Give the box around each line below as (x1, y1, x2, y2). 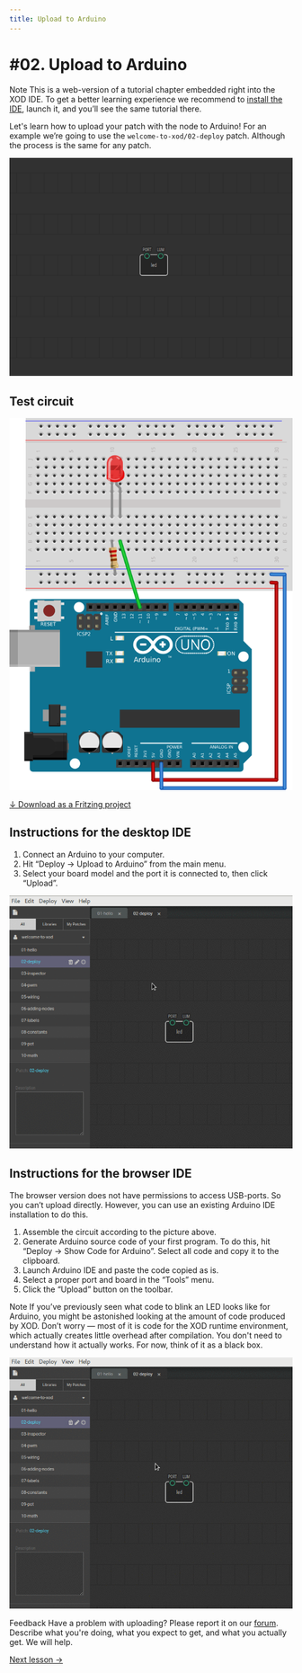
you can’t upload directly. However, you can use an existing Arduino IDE (9, 1199, 276, 1210)
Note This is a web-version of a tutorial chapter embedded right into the (9, 84, 276, 94)
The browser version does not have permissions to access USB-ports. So (9, 1189, 281, 1200)
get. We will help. (9, 1637, 74, 1648)
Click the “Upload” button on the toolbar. (22, 1284, 173, 1295)
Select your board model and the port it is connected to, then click (22, 868, 268, 878)
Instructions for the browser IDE (9, 1166, 192, 1181)
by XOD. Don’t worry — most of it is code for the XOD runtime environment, (9, 1320, 289, 1330)
